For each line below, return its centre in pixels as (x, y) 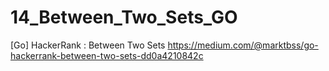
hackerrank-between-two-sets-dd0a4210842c (107, 55)
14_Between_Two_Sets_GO (124, 17)
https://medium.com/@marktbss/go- (243, 45)
